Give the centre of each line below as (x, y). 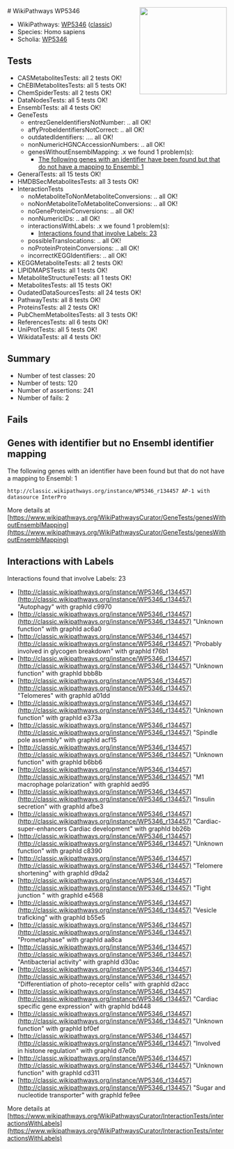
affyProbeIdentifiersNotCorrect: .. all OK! (86, 130)
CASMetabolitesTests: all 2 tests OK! (69, 78)
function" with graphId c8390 (60, 851)
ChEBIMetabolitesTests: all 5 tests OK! (72, 85)
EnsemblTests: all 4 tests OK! (59, 107)
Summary (29, 359)
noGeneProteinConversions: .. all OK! (81, 211)
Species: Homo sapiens (51, 32)
